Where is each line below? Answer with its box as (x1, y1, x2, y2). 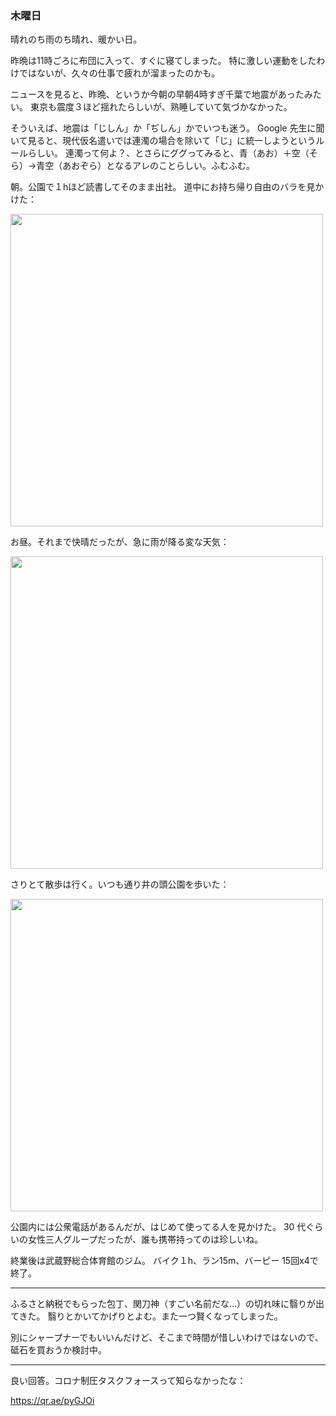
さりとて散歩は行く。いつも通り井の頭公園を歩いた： (10, 878, 230, 891)
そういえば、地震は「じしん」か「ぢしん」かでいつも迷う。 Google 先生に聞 (10, 122, 325, 134)
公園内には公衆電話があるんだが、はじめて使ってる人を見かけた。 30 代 (10, 1221, 307, 1233)
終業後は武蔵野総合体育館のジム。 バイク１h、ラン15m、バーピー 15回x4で (10, 1255, 319, 1267)
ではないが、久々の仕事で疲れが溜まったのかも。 (18, 67, 221, 79)
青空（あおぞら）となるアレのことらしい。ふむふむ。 (36, 160, 255, 172)
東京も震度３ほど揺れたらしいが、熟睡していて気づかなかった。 (29, 101, 293, 113)
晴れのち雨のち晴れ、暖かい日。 (10, 33, 143, 46)
